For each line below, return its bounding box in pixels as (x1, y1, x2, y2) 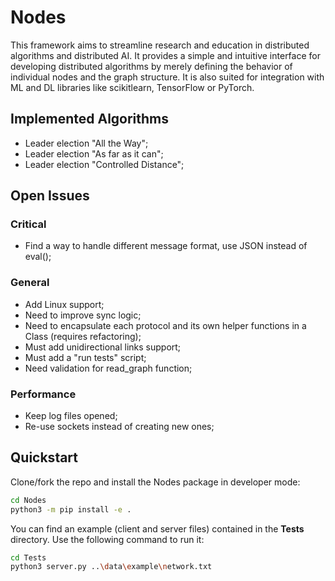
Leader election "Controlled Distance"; (24, 158, 185, 170)
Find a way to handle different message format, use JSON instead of (24, 240, 308, 252)
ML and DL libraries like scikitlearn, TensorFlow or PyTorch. (10, 81, 255, 93)
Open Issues (10, 187, 90, 205)
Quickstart (10, 449, 79, 466)
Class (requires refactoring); (24, 330, 142, 342)
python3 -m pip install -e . (10, 504, 132, 515)
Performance (10, 387, 77, 401)
